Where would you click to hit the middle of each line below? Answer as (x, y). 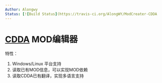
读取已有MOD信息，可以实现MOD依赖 (50, 70)
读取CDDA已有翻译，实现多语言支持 (48, 76)
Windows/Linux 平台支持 (37, 64)
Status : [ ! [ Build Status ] (31, 14)
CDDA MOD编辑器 (41, 39)
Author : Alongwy (21, 9)
